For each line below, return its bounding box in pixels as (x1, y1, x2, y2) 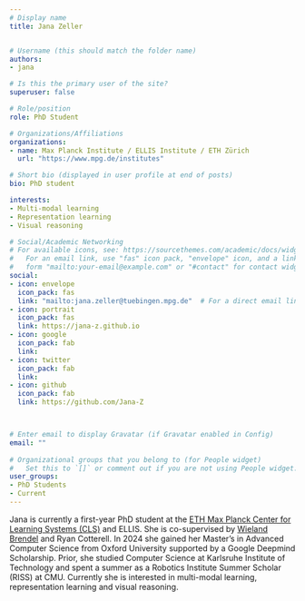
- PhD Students (9, 480, 67, 490)
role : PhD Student (9, 113, 79, 122)
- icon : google (9, 330, 67, 340)
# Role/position (9, 104, 71, 113)
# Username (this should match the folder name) (9, 46, 197, 55)
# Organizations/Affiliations (9, 129, 124, 138)
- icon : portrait (9, 305, 75, 314)
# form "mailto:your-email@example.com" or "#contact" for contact (9, 262, 279, 272)
